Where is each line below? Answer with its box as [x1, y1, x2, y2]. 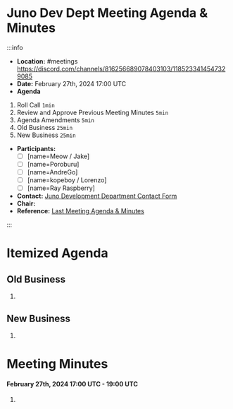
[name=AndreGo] [27, 168, 78, 177]
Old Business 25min [16, 123, 73, 131]
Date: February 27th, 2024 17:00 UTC [16, 79, 127, 88]
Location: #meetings [16, 57, 78, 65]
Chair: [16, 199, 36, 208]
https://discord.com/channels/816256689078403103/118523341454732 [16, 64, 226, 73]
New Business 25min [16, 131, 76, 139]
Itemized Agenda [6, 245, 108, 261]
